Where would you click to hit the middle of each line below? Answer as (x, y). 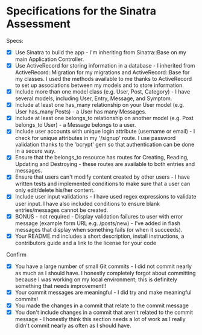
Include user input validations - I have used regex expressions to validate (106, 197)
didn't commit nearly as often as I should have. (73, 325)
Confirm (17, 254)
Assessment (38, 24)
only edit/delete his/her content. (55, 190)
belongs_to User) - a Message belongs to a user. (75, 125)
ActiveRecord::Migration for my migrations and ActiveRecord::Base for (102, 72)
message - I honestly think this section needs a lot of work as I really (100, 319)
